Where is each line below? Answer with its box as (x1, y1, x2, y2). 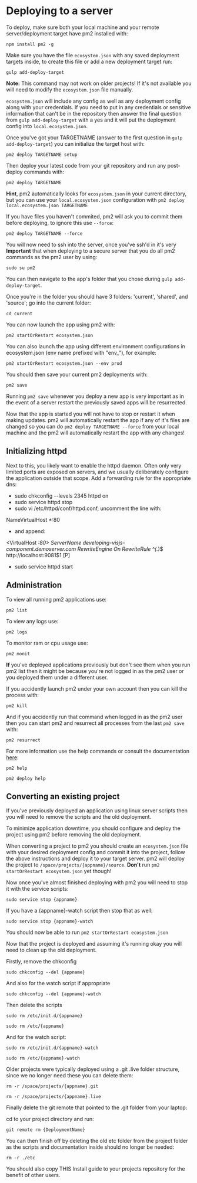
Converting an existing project (6, 791, 120, 801)
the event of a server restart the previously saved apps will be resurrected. (6, 398, 187, 406)
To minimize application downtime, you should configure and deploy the (6, 825, 181, 832)
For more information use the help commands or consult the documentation (6, 747, 190, 754)
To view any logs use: (6, 617, 59, 625)
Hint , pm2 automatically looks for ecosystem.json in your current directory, (6, 190, 187, 197)
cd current (6, 311, 33, 316)
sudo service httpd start (14, 563, 74, 570)
